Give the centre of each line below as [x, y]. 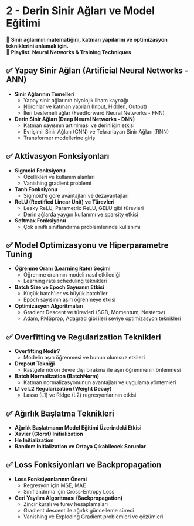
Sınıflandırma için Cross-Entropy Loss [69, 491]
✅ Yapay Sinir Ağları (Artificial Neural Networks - [97, 71]
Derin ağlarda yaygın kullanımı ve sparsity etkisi [81, 214]
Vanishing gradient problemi [57, 183]
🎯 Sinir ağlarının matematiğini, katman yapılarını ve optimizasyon [87, 39]
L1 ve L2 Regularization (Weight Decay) [63, 389]
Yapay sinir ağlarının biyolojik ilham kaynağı [76, 100]
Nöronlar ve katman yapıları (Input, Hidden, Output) [85, 106]
